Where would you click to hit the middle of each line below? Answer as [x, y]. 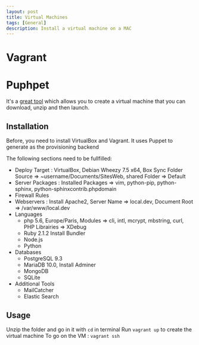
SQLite [32, 278]
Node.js [33, 240]
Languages [29, 214]
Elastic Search [41, 297]
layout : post [22, 12]
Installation [27, 126]
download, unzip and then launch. [48, 108]
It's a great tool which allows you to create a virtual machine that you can [96, 101]
